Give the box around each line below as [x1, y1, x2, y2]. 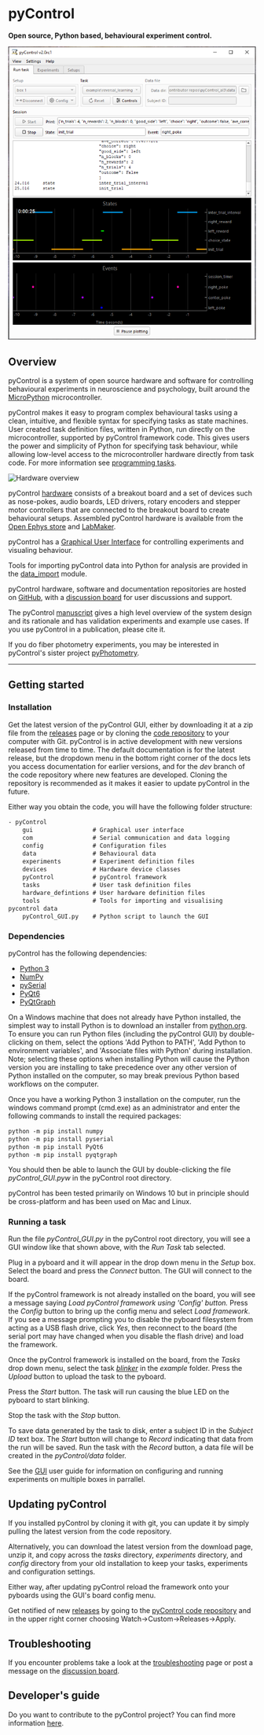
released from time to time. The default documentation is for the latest [8, 745, 236, 754]
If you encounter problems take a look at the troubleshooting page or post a [8, 1658, 254, 1667]
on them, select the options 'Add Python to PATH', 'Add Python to [35, 1037, 246, 1047]
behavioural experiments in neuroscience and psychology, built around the [8, 385, 250, 394]
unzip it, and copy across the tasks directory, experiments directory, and [8, 1550, 244, 1560]
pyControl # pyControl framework [22, 873, 167, 881]
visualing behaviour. [8, 546, 73, 555]
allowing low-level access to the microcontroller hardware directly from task [8, 450, 255, 459]
